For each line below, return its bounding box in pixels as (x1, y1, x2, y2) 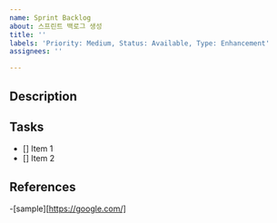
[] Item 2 (22, 153, 55, 164)
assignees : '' (9, 47, 64, 56)
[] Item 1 (22, 143, 54, 154)
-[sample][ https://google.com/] (9, 203, 127, 214)
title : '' (9, 30, 47, 39)
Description (9, 88, 77, 104)
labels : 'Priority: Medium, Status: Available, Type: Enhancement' (9, 38, 271, 48)
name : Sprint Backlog (9, 13, 92, 23)
